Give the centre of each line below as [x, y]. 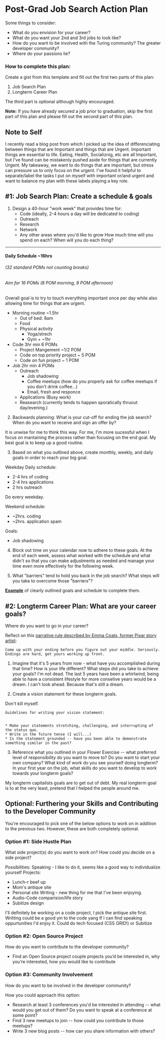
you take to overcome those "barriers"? [52, 581]
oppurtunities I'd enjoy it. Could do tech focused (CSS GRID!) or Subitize [79, 924]
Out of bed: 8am [36, 318]
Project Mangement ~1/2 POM [50, 350]
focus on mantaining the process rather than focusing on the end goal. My [81, 438]
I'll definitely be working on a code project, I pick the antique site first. [76, 913]
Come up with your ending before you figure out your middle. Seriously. [83, 650]
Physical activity [36, 329]
